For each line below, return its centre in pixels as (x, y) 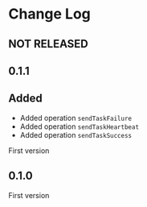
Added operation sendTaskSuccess (76, 135)
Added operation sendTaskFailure (76, 118)
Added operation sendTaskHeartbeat (79, 126)
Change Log (49, 14)
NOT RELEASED (48, 44)
